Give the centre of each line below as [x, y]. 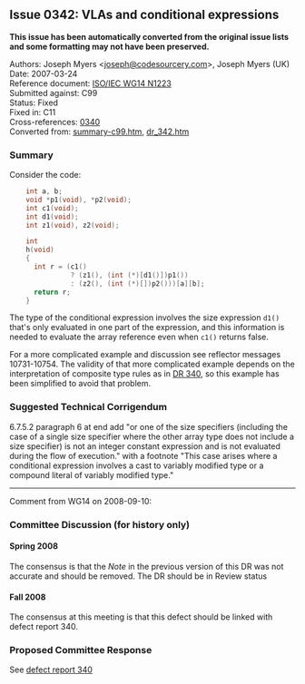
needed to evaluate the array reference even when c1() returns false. [139, 337]
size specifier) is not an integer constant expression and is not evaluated [145, 446]
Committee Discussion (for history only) [100, 524]
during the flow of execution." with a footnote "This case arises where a [143, 455]
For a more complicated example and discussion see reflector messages [145, 355]
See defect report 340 [51, 669]
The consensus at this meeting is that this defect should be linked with [141, 617]
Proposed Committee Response [81, 650]
